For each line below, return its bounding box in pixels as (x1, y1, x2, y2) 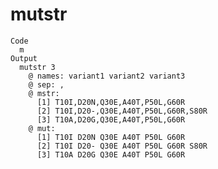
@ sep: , (28, 79, 65, 90)
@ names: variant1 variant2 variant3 (28, 71, 186, 81)
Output (10, 53, 38, 63)
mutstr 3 (19, 62, 56, 72)
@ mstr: (28, 88, 60, 98)
